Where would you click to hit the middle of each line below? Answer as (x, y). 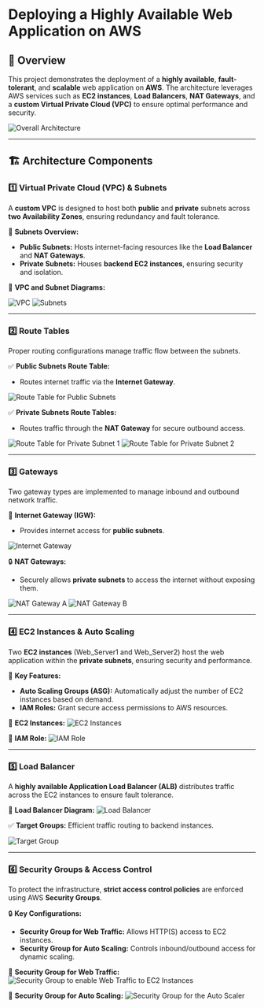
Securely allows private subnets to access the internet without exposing (137, 580)
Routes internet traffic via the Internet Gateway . (97, 382)
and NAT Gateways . (52, 255)
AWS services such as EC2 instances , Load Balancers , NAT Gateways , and (132, 96)
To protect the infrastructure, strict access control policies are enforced (126, 889)
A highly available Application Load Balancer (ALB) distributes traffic (121, 786)
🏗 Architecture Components (81, 161)
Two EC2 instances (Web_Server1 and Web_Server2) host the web (116, 652)
